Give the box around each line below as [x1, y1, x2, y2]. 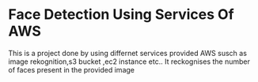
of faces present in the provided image [8, 65, 135, 74]
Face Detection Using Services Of [8, 6, 235, 24]
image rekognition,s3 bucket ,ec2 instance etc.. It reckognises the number [8, 57, 251, 66]
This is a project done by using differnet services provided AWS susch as [8, 48, 248, 58]
